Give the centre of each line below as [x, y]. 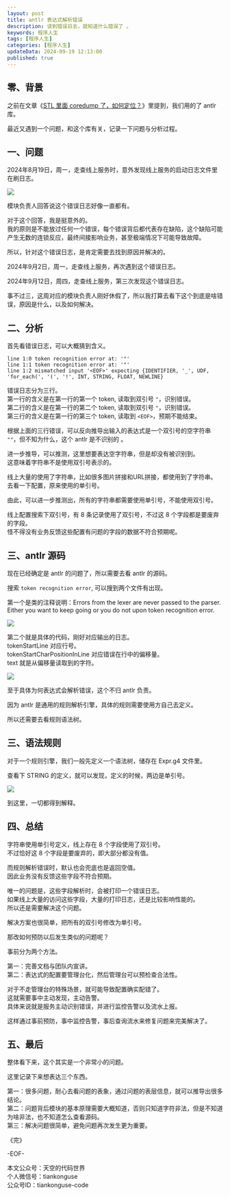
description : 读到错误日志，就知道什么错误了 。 [69, 26]
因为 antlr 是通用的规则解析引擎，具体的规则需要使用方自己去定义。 [102, 705]
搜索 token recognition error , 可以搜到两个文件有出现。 [87, 588]
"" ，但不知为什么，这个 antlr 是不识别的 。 [67, 439]
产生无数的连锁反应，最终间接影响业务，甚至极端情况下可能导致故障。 [106, 238]
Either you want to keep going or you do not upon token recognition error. [111, 610]
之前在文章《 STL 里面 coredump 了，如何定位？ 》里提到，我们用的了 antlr [112, 105]
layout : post [26, 13]
